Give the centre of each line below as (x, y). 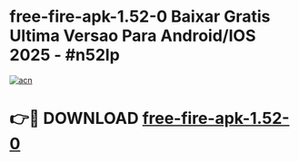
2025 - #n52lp (65, 55)
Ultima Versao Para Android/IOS (133, 36)
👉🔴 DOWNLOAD (74, 118)
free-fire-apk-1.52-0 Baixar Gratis (140, 17)
